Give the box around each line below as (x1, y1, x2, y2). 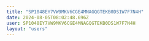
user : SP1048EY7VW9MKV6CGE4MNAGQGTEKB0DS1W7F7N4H (6, 20, 136, 26)
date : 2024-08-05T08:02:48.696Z (6, 14, 89, 20)
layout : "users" (6, 25, 48, 32)
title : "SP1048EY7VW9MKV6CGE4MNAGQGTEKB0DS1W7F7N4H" (6, 8, 144, 15)
